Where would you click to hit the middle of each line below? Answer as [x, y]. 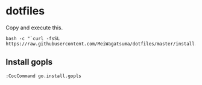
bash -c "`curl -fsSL [33, 38]
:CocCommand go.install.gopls [44, 76]
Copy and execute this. [34, 28]
